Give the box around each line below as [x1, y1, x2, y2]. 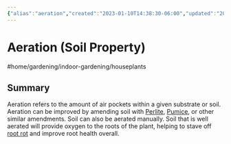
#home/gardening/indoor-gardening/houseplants [7, 62, 146, 71]
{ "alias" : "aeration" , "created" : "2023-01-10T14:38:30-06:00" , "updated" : [7, 10, 217, 17]
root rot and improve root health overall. [7, 130, 120, 138]
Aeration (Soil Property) [7, 39, 146, 55]
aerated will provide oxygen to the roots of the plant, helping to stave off [7, 122, 212, 130]
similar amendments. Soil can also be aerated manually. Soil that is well [7, 115, 208, 123]
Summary [7, 82, 50, 93]
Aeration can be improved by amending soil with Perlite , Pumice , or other [7, 108, 214, 116]
